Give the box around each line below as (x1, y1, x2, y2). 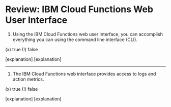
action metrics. (12, 76, 44, 82)
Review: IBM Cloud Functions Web (5, 4, 154, 15)
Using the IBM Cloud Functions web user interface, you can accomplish (12, 31, 163, 37)
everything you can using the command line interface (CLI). (12, 37, 137, 43)
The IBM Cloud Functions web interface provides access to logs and (12, 70, 156, 77)
